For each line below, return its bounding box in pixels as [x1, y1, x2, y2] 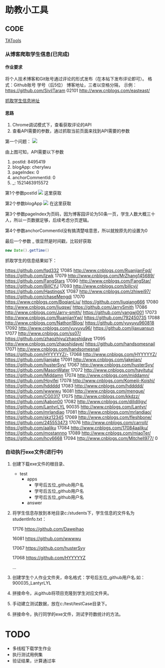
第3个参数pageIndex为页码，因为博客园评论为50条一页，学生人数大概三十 [5, 211, 156, 217]
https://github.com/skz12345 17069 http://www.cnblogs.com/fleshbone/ [5, 414, 152, 420]
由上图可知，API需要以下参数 [5, 149, 64, 155]
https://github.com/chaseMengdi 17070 [5, 294, 85, 300]
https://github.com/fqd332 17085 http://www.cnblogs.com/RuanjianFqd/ [5, 268, 152, 274]
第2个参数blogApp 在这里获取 [5, 200, 71, 206]
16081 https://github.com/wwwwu [12, 535, 81, 541]
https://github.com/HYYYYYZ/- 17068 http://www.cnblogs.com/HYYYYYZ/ [5, 352, 157, 357]
